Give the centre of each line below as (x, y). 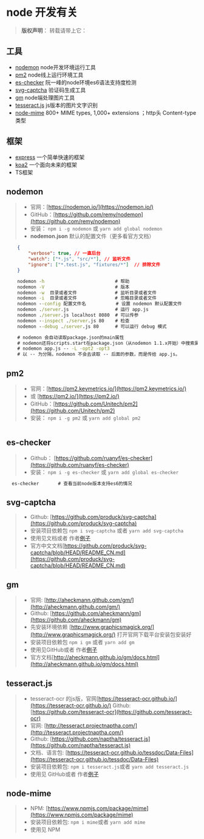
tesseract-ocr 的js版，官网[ (64, 699)
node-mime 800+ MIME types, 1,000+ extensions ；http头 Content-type (105, 112)
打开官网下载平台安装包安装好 (154, 634)
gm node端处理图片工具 (45, 97)
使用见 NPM (45, 829)
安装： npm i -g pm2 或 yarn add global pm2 (85, 418)
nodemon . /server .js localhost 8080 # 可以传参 (78, 315)
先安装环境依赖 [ (51, 627)
